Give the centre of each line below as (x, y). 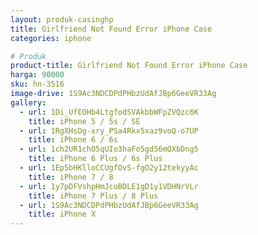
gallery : (28, 102)
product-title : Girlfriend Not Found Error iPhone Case (129, 66)
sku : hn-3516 (37, 84)
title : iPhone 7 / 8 (71, 177)
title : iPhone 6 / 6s (73, 140)
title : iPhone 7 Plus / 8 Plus (93, 196)
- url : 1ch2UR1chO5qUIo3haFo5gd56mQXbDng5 (109, 149)
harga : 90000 (37, 75)
